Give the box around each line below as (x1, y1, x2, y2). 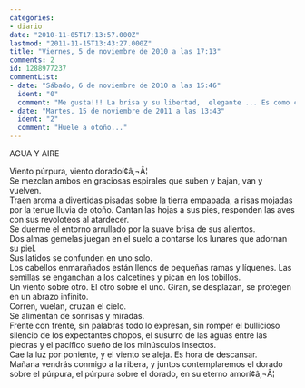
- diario (9, 22, 43, 31)
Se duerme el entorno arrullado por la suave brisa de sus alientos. (9, 224, 256, 234)
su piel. (9, 243, 37, 254)
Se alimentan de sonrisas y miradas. (9, 311, 145, 321)
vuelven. (9, 185, 42, 195)
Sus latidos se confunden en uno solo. (9, 253, 152, 264)
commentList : (9, 73, 59, 82)
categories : (9, 13, 54, 23)
